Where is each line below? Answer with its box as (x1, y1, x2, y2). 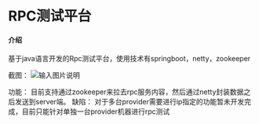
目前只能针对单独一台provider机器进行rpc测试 (21, 107, 170, 116)
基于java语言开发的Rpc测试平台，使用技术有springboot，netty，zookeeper (8, 54, 251, 64)
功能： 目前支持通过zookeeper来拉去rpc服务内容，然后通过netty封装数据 (8, 87, 244, 97)
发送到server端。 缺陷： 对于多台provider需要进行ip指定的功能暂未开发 (14, 97, 245, 107)
